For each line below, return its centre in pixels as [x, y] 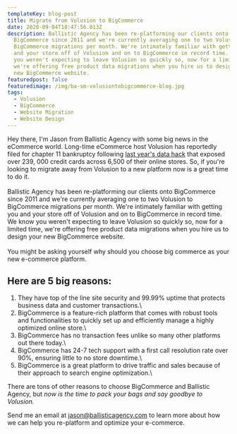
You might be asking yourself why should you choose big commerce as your [119, 251]
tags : [15, 92]
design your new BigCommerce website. [66, 236]
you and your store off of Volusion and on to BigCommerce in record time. [115, 214]
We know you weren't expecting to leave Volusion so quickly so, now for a [115, 221]
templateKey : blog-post [42, 14]
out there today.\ [42, 343]
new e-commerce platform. [47, 259]
